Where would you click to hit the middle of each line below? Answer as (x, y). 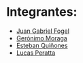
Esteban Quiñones (42, 45)
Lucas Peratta (36, 53)
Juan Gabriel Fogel (43, 31)
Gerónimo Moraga (41, 38)
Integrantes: (42, 12)
